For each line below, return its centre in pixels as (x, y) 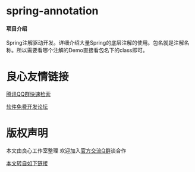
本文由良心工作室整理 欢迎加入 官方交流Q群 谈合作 (66, 151)
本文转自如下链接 (27, 163)
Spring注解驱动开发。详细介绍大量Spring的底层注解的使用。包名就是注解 (95, 43)
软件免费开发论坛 (27, 107)
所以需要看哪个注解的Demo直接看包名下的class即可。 (82, 50)
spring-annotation (53, 11)
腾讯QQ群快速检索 (29, 94)
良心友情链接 (38, 76)
